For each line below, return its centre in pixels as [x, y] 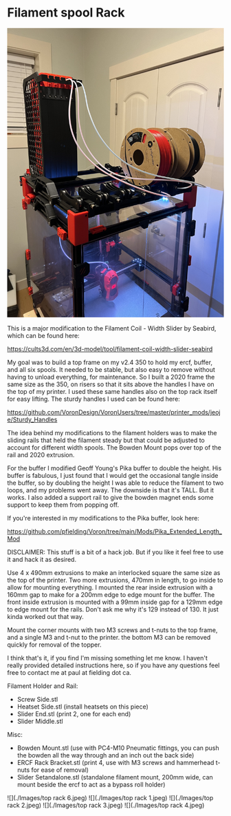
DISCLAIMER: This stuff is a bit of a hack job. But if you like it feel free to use [115, 552]
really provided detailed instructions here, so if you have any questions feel [113, 665]
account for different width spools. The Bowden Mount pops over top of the [114, 447]
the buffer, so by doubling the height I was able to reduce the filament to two [115, 483]
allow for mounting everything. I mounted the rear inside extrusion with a [110, 587]
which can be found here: [44, 335]
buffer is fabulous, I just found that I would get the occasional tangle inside [113, 475]
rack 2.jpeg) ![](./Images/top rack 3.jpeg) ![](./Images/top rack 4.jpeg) [106, 805]
